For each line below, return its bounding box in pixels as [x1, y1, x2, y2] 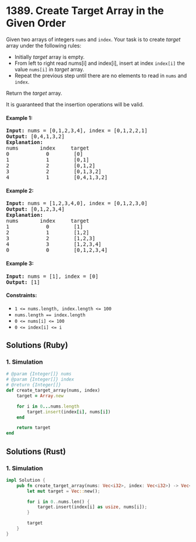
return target [16, 425, 51, 431]
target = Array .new [16, 393, 64, 399]
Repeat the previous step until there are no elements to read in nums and [14, 72, 187, 79]
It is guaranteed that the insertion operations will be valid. [6, 101, 144, 108]
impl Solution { [6, 477, 45, 483]
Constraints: [6, 292, 37, 299]
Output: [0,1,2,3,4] [6, 206, 65, 213]
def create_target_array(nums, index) [6, 388, 100, 393]
